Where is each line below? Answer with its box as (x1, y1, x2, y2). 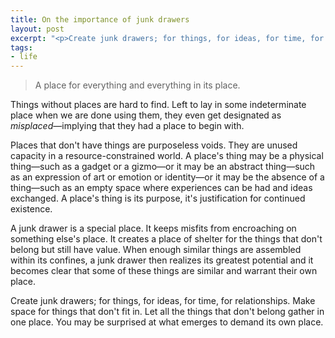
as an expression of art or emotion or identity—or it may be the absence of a (10, 171, 325, 183)
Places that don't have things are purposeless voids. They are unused (10, 139, 298, 151)
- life (10, 52, 38, 62)
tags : (10, 42, 33, 53)
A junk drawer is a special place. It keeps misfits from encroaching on (10, 222, 297, 235)
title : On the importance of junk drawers (10, 14, 190, 25)
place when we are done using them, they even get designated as (10, 109, 282, 121)
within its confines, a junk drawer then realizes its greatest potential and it (10, 254, 314, 266)
